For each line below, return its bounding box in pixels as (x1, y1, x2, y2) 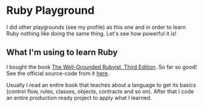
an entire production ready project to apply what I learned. (6, 94, 152, 101)
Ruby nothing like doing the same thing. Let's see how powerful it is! (6, 29, 177, 37)
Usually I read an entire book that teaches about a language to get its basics (6, 81, 196, 88)
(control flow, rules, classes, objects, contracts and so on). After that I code (6, 88, 194, 95)
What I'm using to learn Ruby (6, 47, 118, 58)
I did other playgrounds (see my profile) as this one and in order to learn (6, 23, 186, 31)
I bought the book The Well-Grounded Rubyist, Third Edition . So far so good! (6, 63, 197, 70)
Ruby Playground (6, 4, 95, 17)
